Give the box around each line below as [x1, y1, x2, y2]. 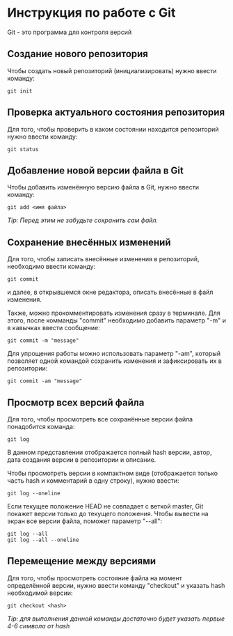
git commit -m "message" [7, 337, 79, 344]
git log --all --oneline [7, 536, 79, 543]
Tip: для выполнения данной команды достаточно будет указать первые [7, 614, 225, 623]
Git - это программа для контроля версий [7, 28, 132, 36]
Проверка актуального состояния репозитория [7, 107, 225, 118]
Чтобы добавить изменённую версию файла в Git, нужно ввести [7, 183, 200, 192]
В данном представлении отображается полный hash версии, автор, [7, 448, 212, 456]
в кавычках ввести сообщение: [7, 324, 101, 332]
